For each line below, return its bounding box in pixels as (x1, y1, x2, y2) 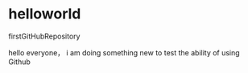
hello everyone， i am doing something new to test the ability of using (8, 47, 240, 57)
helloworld (8, 5, 81, 23)
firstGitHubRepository (8, 31, 81, 41)
